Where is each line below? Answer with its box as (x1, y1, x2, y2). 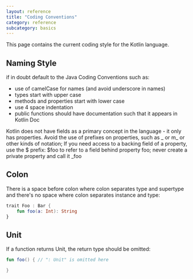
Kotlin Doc (14, 116, 40, 123)
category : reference (6, 19, 57, 25)
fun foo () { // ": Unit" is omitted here (6, 257, 109, 263)
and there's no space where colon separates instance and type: (6, 191, 160, 199)
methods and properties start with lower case (14, 98, 125, 105)
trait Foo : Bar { (6, 203, 51, 209)
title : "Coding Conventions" (6, 14, 77, 20)
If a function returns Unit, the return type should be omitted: (6, 246, 151, 253)
